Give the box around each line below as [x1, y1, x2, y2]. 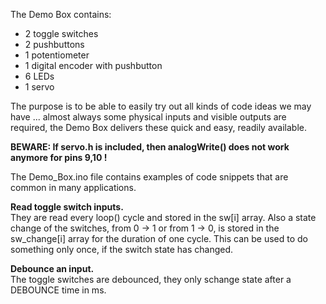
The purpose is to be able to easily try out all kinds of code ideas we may [10, 100, 312, 112]
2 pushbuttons [24, 39, 85, 50]
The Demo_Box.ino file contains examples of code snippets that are [10, 171, 289, 183]
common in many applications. [10, 182, 137, 193]
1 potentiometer [24, 49, 90, 61]
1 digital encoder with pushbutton [24, 60, 163, 71]
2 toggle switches [24, 28, 99, 39]
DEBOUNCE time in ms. [10, 284, 107, 296]
